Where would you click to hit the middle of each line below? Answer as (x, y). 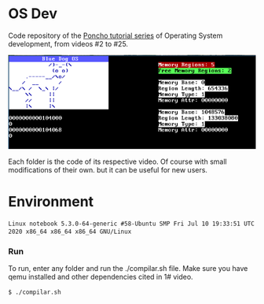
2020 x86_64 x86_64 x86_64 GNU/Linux (70, 232)
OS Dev (33, 14)
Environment (51, 201)
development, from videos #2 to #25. (68, 43)
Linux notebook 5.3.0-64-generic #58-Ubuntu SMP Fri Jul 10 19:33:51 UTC (132, 224)
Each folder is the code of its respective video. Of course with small (117, 161)
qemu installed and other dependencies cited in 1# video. (101, 276)
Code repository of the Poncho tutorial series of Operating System (115, 35)
